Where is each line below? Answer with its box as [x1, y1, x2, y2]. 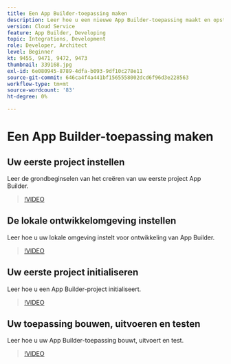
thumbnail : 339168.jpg [7, 61, 72, 68]
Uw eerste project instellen [7, 156, 125, 168]
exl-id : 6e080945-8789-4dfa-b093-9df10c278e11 [7, 67, 143, 74]
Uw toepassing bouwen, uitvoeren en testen [7, 318, 201, 330]
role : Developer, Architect [7, 42, 88, 49]
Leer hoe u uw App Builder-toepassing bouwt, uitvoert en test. [7, 336, 184, 345]
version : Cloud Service [7, 23, 76, 30]
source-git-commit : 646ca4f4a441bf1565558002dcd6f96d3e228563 [7, 74, 189, 81]
